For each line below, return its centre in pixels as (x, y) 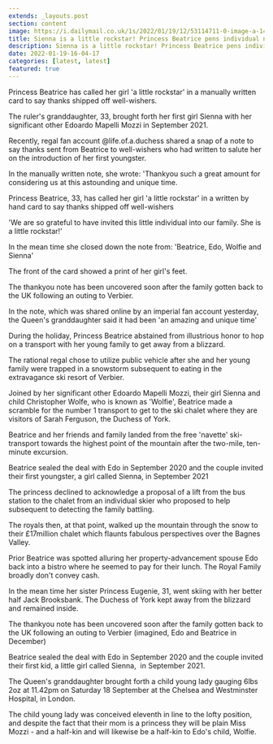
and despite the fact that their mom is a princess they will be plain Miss (127, 723)
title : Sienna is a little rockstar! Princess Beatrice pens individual (134, 39)
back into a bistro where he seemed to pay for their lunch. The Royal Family (135, 566)
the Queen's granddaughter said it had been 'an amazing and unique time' (133, 320)
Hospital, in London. (42, 699)
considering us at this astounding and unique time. (93, 182)
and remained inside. (43, 608)
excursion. (50, 452)
